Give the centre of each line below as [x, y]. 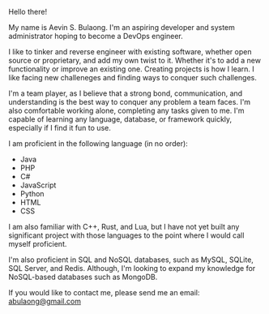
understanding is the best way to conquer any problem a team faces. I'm [130, 102]
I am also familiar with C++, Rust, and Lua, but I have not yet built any [124, 227]
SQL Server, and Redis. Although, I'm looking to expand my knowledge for [132, 268]
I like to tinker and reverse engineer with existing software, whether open [130, 52]
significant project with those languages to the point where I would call [126, 235]
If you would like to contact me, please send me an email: [104, 292]
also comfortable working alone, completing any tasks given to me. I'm [126, 110]
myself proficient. [38, 244]
